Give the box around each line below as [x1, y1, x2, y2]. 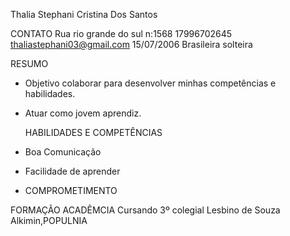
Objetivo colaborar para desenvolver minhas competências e [24, 77, 277, 89]
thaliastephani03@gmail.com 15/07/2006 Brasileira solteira [10, 39, 253, 50]
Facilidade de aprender [24, 165, 121, 177]
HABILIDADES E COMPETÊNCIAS [24, 127, 163, 138]
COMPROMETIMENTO [24, 185, 118, 196]
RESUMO [10, 58, 49, 69]
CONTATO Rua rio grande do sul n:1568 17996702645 [10, 28, 233, 39]
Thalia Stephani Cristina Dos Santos [10, 9, 158, 20]
